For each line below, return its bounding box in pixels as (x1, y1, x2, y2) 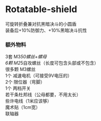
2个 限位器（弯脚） (5, 79, 45, 85)
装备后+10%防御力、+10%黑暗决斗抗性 (5, 27, 87, 33)
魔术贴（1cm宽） (5, 104, 41, 110)
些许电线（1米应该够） (5, 98, 52, 104)
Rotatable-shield (5, 4, 78, 15)
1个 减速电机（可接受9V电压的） (5, 72, 72, 79)
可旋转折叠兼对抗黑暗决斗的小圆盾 (5, 21, 77, 27)
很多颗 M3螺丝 (5, 66, 36, 72)
